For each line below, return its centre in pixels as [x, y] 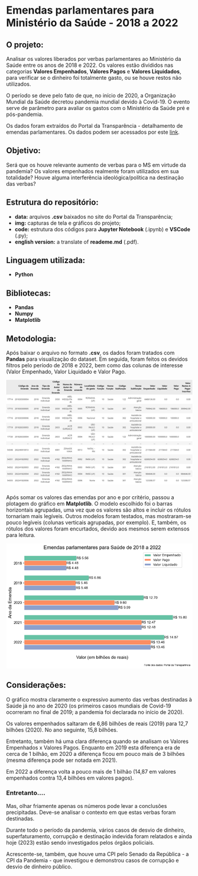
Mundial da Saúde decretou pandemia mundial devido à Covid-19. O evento [98, 102]
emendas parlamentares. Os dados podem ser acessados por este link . [93, 132]
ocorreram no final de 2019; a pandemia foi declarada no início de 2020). [95, 712]
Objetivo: [24, 151]
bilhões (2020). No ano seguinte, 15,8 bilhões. [62, 730]
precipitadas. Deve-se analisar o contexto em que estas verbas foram [91, 812]
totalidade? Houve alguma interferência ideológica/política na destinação [95, 177]
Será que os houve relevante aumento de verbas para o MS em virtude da [96, 165]
